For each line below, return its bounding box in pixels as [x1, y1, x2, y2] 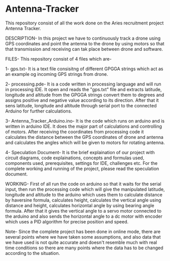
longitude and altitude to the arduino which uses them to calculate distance [5, 191, 162, 197]
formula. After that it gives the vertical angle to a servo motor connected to [5, 208, 161, 214]
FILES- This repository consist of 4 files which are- [5, 55, 112, 62]
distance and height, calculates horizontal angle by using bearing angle [5, 202, 155, 209]
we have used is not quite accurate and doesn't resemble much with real [5, 239, 157, 245]
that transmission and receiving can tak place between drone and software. [5, 46, 163, 52]
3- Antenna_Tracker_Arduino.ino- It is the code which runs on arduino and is [5, 118, 165, 124]
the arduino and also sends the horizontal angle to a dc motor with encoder [5, 213, 162, 219]
